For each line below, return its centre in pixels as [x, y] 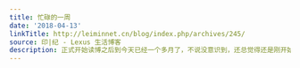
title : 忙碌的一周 [40, 17]
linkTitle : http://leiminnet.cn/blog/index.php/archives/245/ [127, 34]
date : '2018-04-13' [46, 26]
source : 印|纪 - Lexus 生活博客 [66, 42]
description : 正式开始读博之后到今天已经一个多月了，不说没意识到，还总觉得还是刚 [145, 50]
